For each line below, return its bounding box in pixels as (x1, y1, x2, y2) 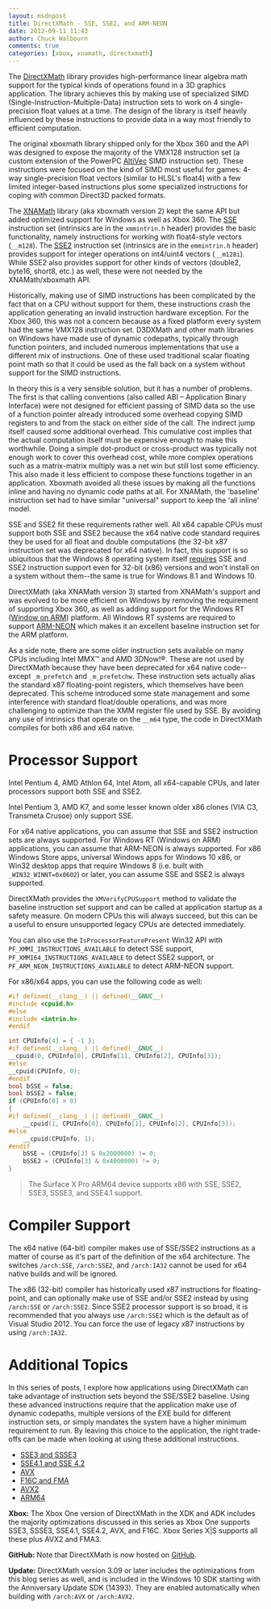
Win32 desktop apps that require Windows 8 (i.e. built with (8, 861, 204, 870)
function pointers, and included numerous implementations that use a (8, 342, 240, 352)
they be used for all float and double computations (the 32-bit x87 (8, 537, 228, 546)
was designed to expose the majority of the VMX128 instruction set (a (8, 147, 240, 157)
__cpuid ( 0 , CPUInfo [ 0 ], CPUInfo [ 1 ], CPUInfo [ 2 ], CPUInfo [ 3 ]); (8, 1052, 222, 1061)
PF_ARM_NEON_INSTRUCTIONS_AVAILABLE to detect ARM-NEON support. (8, 960, 235, 971)
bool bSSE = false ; (8, 1082, 74, 1090)
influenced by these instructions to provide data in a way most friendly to (8, 115, 252, 124)
